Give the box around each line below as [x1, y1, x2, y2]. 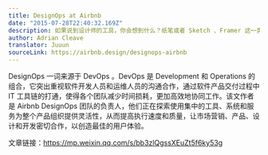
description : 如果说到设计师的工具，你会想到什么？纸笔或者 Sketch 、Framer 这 [8, 26, 251, 34]
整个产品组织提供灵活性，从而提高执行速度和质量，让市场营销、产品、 [22, 111, 253, 120]
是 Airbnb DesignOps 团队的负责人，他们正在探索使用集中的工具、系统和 [8, 101, 247, 110]
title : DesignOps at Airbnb [8, 11, 102, 20]
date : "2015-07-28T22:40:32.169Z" [8, 19, 124, 27]
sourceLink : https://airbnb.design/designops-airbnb [8, 48, 187, 56]
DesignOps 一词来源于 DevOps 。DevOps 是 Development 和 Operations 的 [8, 72, 256, 80]
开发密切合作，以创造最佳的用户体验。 [22, 121, 148, 130]
